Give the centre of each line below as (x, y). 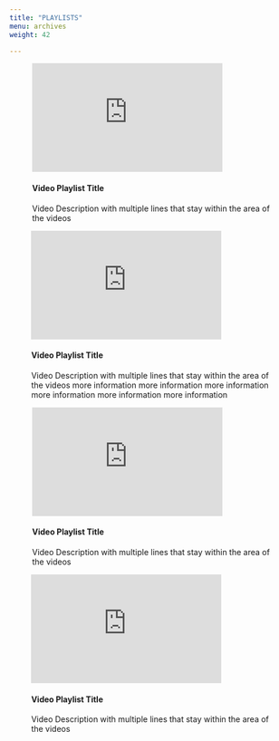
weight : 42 (30, 34)
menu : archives (38, 26)
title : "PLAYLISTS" (46, 18)
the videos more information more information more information (150, 385)
